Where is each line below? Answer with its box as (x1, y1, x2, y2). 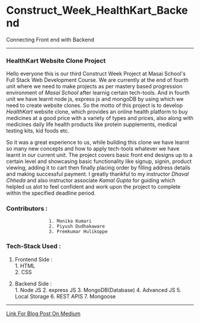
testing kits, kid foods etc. (6, 127, 70, 134)
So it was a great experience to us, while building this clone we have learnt (6, 139, 189, 146)
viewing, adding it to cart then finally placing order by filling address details (6, 164, 190, 171)
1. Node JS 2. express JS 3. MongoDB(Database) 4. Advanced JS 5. (14, 286, 182, 293)
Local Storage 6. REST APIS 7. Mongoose (14, 293, 116, 300)
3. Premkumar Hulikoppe (48, 228, 108, 235)
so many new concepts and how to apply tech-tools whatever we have (6, 145, 180, 152)
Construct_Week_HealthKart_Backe (6, 4, 188, 17)
